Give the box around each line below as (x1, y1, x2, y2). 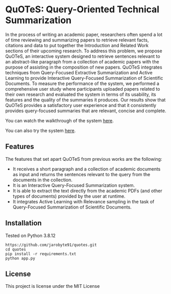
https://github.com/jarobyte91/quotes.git (5, 242, 97, 247)
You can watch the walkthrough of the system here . (5, 117, 114, 123)
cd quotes (5, 247, 27, 252)
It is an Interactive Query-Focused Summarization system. (12, 182, 135, 188)
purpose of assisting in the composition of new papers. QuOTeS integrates (5, 64, 162, 70)
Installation (5, 219, 42, 227)
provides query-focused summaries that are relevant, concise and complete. (5, 108, 166, 114)
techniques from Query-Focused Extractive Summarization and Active (5, 69, 153, 75)
